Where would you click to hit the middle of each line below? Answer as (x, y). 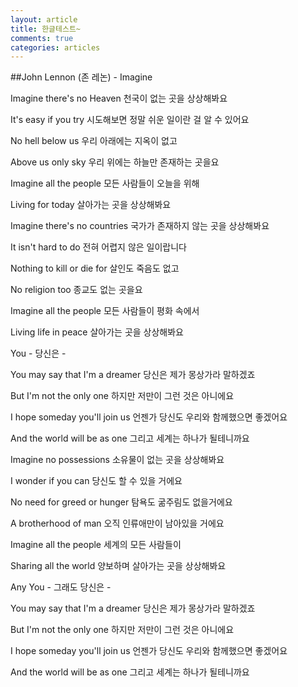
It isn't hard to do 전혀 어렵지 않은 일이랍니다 (98, 247)
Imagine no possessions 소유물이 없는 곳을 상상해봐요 (117, 460)
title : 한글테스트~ (45, 29)
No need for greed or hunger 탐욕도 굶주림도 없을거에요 (121, 502)
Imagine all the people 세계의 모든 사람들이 (96, 545)
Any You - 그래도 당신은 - (61, 587)
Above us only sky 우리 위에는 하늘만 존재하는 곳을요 (115, 162)
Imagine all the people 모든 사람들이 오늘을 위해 (105, 183)
